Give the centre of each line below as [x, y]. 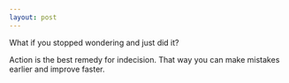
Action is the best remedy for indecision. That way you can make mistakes [144, 59]
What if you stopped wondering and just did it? [94, 42]
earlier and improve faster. [57, 69]
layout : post [33, 17]
